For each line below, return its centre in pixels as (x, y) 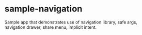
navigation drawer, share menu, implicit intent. (51, 27)
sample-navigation (44, 9)
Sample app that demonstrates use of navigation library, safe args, (71, 22)
